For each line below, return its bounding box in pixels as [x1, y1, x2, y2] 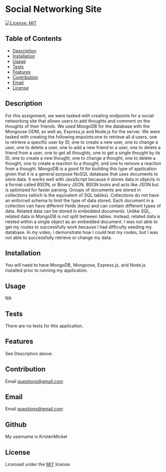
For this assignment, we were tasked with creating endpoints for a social [5, 112, 154, 118]
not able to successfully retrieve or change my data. [5, 235, 112, 240]
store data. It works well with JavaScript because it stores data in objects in [5, 176, 161, 182]
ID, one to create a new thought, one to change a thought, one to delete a [5, 155, 156, 161]
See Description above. [5, 350, 53, 356]
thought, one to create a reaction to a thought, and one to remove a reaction [5, 160, 162, 166]
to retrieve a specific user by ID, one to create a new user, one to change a [5, 139, 159, 145]
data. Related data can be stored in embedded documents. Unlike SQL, [5, 208, 151, 214]
